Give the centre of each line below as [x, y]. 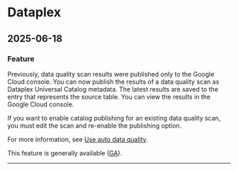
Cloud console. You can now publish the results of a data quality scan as [113, 82]
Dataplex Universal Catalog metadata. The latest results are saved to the [113, 89]
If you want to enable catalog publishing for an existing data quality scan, [114, 118]
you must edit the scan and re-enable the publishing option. [95, 126]
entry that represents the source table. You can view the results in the [109, 96]
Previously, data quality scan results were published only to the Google [111, 74]
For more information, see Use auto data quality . [78, 139]
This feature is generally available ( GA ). [65, 153]
